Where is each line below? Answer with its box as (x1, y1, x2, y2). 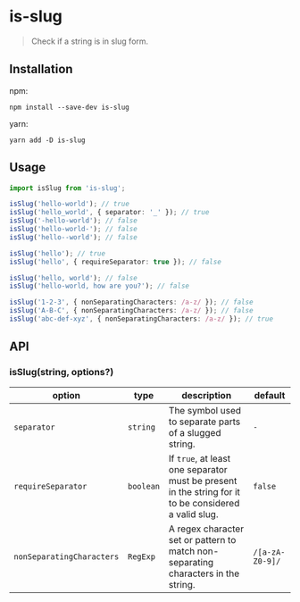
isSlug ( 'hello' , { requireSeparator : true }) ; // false (9, 257, 221, 266)
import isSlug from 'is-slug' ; (9, 183, 126, 193)
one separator (168, 463, 228, 475)
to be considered (168, 497, 240, 509)
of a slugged (168, 426, 221, 439)
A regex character (168, 523, 244, 535)
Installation (9, 62, 73, 77)
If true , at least (168, 452, 230, 464)
